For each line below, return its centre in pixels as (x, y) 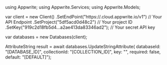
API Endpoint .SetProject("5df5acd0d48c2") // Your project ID (69, 22)
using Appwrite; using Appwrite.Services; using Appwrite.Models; (73, 7)
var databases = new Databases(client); (46, 37)
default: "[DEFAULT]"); (28, 57)
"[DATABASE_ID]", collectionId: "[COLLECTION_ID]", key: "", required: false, (83, 52)
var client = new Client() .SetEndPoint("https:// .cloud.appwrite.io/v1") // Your (84, 17)
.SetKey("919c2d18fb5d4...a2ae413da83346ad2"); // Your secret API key (80, 27)
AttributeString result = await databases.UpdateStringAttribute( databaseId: (83, 46)
